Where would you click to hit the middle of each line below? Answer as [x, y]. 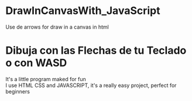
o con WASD [36, 63]
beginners [18, 91]
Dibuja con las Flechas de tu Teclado [96, 50]
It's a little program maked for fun [46, 79]
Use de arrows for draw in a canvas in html [57, 27]
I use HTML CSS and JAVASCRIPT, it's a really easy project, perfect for [91, 85]
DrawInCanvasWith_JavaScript [83, 11]
